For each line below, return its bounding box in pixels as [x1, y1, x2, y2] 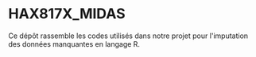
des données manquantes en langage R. [8, 39, 141, 48]
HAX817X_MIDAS [8, 5, 126, 23]
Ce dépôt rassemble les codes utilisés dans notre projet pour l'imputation [8, 31, 249, 40]
